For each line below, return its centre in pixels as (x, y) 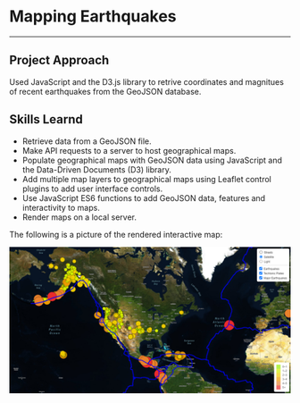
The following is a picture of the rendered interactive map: (116, 234)
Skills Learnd (46, 119)
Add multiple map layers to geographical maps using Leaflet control (147, 179)
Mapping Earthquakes (93, 17)
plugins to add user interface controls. (92, 189)
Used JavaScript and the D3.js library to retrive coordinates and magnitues (146, 81)
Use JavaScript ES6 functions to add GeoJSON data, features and (144, 197)
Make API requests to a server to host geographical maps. (129, 150)
